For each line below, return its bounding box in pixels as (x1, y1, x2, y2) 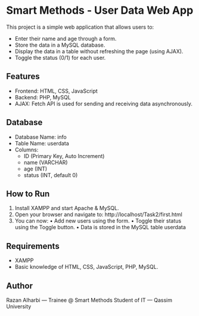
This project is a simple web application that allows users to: (6, 23, 154, 31)
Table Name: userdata (14, 139, 70, 147)
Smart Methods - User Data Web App (6, 4, 194, 17)
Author (6, 281, 33, 291)
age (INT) (23, 165, 48, 172)
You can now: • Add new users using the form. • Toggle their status (14, 217, 182, 224)
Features (6, 71, 40, 81)
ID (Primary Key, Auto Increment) (23, 152, 105, 159)
